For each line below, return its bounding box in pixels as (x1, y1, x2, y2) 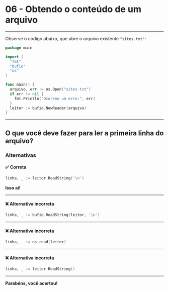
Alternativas (5, 152, 36, 159)
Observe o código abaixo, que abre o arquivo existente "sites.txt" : (5, 35, 146, 41)
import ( (5, 54, 24, 59)
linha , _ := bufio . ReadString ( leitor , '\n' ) (5, 212, 100, 217)
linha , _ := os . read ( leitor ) (5, 239, 66, 244)
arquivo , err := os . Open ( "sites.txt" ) (10, 87, 92, 92)
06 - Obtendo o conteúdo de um (5, 4, 142, 15)
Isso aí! (5, 184, 21, 190)
